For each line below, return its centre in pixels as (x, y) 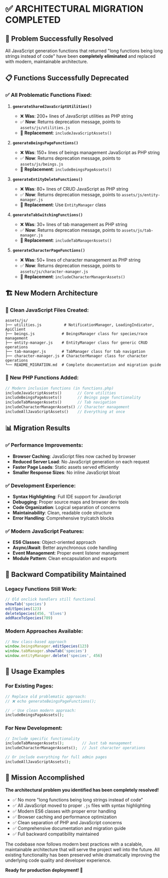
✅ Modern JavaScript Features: (45, 531)
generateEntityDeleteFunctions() (48, 179)
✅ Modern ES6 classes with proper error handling (64, 811)
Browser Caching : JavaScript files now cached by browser (74, 456)
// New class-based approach (36, 642)
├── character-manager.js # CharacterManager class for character (76, 356)
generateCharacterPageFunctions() (49, 250)
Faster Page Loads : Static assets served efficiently (66, 467)
